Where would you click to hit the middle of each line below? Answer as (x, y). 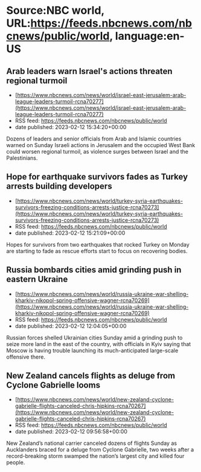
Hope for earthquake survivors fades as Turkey (97, 177)
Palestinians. (22, 158)
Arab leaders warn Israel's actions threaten (90, 71)
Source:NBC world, (55, 11)
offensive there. (26, 357)
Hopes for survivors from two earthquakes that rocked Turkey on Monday (98, 244)
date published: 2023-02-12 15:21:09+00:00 (70, 233)
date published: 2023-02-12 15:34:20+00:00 (71, 127)
